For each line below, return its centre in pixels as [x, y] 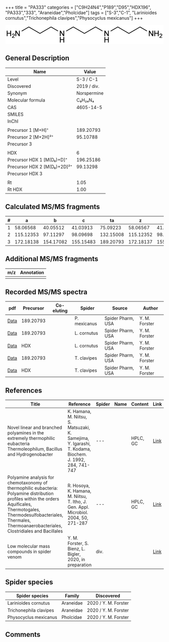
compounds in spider [29, 551]
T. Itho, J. [77, 502]
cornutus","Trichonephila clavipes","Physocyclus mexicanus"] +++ [74, 18]
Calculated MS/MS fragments [53, 207]
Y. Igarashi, [79, 443]
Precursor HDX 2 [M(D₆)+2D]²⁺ [40, 167]
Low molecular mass [29, 546]
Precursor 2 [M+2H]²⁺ [30, 137]
